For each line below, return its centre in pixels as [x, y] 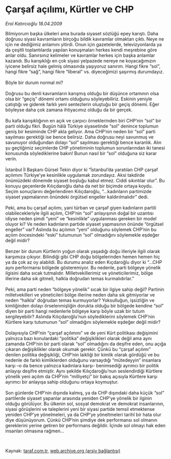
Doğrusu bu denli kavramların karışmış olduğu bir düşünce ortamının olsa [82, 93]
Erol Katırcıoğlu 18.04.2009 [34, 24]
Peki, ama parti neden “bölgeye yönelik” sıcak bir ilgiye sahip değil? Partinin [85, 289]
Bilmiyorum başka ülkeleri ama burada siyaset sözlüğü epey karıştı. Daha [82, 33]
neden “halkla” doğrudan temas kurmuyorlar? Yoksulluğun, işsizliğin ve [80, 300]
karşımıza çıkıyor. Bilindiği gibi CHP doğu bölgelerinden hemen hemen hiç [83, 257]
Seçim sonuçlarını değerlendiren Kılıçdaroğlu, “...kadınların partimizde [78, 191]
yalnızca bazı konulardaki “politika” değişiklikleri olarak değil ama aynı [79, 338]
